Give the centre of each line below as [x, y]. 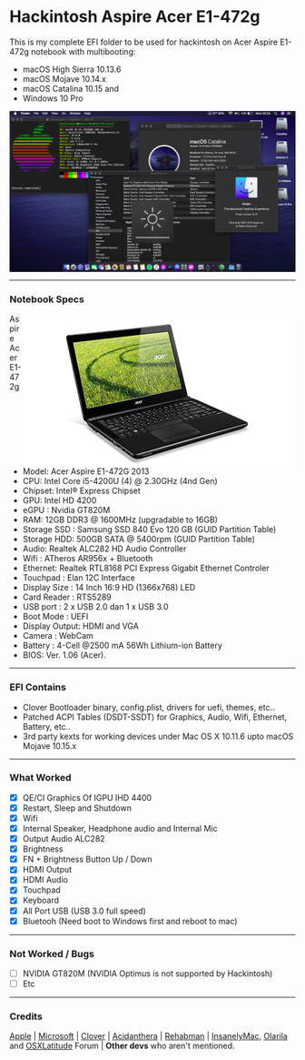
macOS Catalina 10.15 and [71, 88]
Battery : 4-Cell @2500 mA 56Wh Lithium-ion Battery [122, 646]
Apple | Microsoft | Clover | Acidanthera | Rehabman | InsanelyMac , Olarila [148, 1036]
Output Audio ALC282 [64, 839]
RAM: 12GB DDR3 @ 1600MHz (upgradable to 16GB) [120, 520]
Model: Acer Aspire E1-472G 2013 [86, 471]
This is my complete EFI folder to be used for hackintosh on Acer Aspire [144, 42]
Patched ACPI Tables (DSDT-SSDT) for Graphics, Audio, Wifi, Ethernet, [155, 717]
